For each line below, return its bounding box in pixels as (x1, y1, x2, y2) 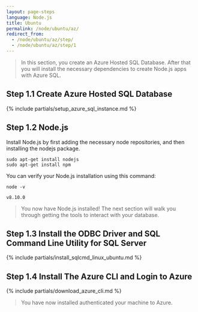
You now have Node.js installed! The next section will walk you (20, 205, 176, 212)
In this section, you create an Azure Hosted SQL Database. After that (20, 58, 191, 66)
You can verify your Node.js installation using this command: (6, 172, 156, 179)
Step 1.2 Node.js (6, 123, 69, 133)
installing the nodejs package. (6, 145, 80, 152)
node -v (6, 184, 26, 190)
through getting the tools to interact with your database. (20, 211, 160, 218)
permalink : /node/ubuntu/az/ (6, 25, 79, 32)
